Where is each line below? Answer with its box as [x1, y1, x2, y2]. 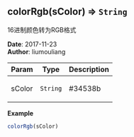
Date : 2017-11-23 [7, 39, 57, 49]
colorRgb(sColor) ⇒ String [7, 6, 128, 18]
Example [7, 108, 34, 117]
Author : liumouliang [7, 47, 66, 56]
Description [68, 64, 110, 74]
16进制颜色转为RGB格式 [7, 25, 77, 34]
